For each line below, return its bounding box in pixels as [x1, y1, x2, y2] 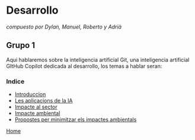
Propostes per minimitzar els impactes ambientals [14, 116, 137, 123]
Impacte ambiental [14, 110, 60, 117]
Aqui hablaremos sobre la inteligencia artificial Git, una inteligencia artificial [6, 56, 190, 63]
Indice [6, 77, 25, 85]
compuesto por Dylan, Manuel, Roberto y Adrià [6, 23, 122, 30]
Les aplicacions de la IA [14, 97, 73, 104]
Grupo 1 [6, 40, 36, 50]
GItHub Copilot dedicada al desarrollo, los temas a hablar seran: [6, 62, 162, 69]
